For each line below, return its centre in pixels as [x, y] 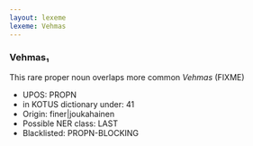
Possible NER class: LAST [70, 123]
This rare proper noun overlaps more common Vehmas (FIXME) [127, 77]
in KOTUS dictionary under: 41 [78, 104]
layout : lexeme [38, 18]
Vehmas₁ [29, 58]
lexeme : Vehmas [38, 26]
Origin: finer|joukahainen [68, 114]
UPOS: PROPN [49, 95]
